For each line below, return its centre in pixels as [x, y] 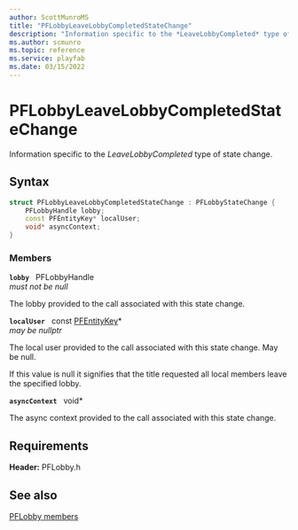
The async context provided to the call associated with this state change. [143, 418]
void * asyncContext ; [63, 227]
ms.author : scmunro [45, 42]
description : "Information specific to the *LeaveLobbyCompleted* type [144, 34]
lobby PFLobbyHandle [52, 277]
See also [33, 495]
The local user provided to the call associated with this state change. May [144, 347]
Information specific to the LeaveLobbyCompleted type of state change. [141, 154]
